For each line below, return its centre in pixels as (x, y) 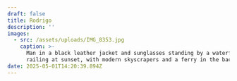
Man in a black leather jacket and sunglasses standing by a (118, 54)
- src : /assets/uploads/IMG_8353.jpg (69, 40)
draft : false (26, 14)
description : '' (31, 27)
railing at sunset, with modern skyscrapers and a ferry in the (122, 60)
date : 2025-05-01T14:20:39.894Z (55, 66)
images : (19, 33)
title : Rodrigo (30, 20)
